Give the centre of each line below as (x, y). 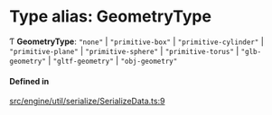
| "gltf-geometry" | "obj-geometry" (113, 60)
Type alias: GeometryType (111, 17)
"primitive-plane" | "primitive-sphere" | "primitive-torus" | (124, 50)
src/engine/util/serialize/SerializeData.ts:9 (87, 102)
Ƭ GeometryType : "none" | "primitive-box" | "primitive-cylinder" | (136, 41)
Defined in (29, 81)
